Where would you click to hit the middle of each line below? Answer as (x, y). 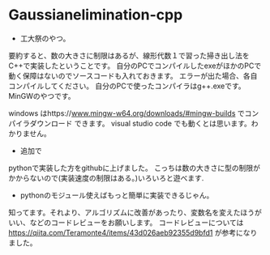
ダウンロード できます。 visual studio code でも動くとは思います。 (140, 123)
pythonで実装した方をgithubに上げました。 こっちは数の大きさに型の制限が (135, 168)
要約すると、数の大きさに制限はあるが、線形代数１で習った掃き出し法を (129, 55)
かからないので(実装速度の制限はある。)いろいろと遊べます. (106, 178)
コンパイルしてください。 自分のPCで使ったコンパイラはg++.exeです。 (127, 86)
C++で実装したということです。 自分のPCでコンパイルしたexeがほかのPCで (135, 66)
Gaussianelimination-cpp (96, 15)
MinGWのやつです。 (42, 96)
